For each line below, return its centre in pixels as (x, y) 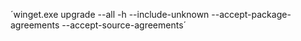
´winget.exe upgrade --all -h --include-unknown (110, 14)
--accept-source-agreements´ (124, 25)
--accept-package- (251, 14)
